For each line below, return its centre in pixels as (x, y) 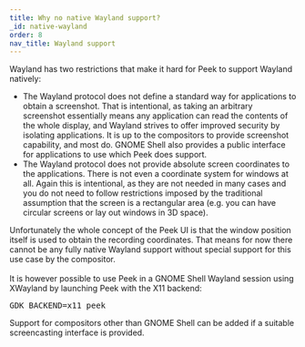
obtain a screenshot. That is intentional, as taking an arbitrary (137, 107)
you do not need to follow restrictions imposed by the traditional (142, 193)
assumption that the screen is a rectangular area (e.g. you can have (149, 203)
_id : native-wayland (49, 26)
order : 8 (26, 35)
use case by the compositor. (62, 260)
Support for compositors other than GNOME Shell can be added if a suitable (152, 323)
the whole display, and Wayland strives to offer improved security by (151, 126)
